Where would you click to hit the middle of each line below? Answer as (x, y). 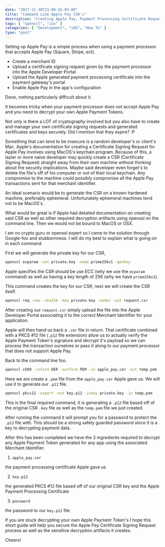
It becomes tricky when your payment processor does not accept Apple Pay (82, 107)
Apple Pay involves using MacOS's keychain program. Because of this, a (78, 152)
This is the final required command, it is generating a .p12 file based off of (80, 403)
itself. (11, 291)
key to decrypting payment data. (38, 428)
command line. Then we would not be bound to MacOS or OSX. (69, 223)
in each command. (24, 243)
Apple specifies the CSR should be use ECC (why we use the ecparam (75, 271)
